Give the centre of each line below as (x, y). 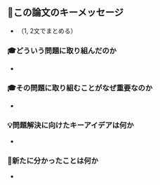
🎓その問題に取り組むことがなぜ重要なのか (80, 88)
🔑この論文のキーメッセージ (66, 13)
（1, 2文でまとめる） (47, 31)
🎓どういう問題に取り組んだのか (62, 50)
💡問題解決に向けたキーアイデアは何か (71, 125)
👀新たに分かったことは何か (53, 160)
